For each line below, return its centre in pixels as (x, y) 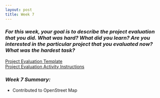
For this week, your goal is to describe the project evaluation (80, 32)
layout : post (19, 10)
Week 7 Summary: (28, 79)
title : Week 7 (20, 14)
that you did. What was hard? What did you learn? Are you (78, 38)
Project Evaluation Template (34, 61)
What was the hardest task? (40, 50)
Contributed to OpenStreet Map (45, 91)
